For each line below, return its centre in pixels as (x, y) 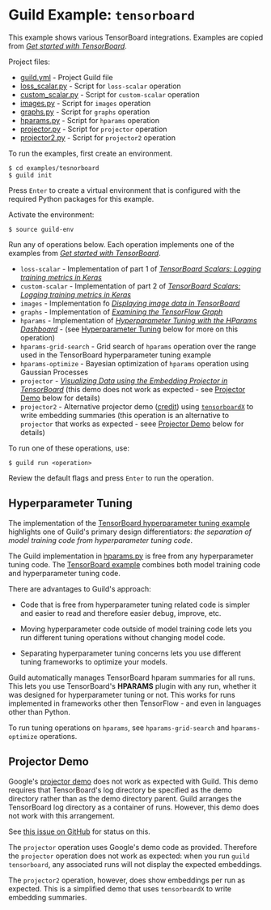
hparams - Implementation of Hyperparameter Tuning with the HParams (138, 320)
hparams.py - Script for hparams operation (90, 120)
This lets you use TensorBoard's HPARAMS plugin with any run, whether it (132, 686)
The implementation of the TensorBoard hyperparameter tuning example (129, 523)
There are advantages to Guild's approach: (80, 588)
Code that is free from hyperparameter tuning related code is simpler (135, 605)
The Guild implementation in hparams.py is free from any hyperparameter (131, 556)
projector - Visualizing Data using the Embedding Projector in (124, 380)
